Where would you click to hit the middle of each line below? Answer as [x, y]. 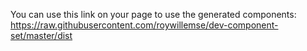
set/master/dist [41, 35]
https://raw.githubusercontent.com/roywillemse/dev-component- [144, 25]
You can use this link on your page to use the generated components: [153, 14]
